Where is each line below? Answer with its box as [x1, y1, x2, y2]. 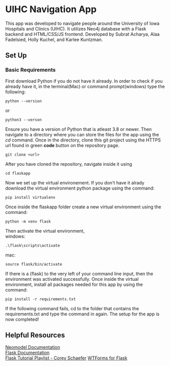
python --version [5, 98, 42, 103]
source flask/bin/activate [5, 262, 62, 267]
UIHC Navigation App [5, 4, 97, 15]
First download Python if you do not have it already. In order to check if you [5, 78, 163, 84]
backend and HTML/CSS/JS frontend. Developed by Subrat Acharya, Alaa [5, 31, 160, 37]
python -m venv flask [5, 219, 51, 224]
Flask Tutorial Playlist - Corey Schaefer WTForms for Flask [5, 355, 128, 361]
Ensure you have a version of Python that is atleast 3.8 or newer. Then [5, 126, 152, 132]
